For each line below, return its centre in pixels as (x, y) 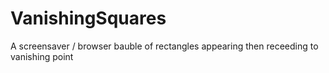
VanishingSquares (88, 18)
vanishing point (42, 56)
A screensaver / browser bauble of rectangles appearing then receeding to (164, 46)
